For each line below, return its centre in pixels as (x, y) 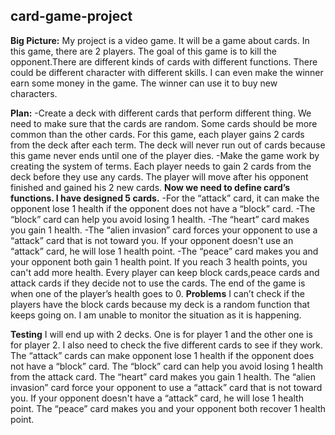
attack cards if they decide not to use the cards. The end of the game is (158, 283)
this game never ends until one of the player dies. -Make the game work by (165, 155)
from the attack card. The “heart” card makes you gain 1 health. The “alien (163, 376)
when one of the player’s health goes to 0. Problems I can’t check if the (157, 293)
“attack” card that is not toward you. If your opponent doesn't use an (152, 240)
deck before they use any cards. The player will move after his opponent (159, 176)
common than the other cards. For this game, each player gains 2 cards (157, 134)
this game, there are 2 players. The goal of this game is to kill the (143, 51)
